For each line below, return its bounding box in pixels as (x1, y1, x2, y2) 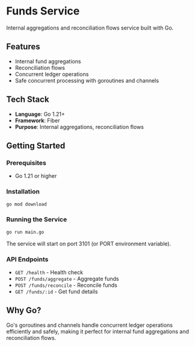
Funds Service (6, 4, 80, 18)
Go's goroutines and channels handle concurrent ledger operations (6, 321, 173, 329)
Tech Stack (6, 95, 49, 105)
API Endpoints (6, 255, 49, 263)
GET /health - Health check (14, 268, 83, 275)
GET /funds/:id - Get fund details (14, 288, 98, 295)
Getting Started (6, 140, 66, 151)
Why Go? (6, 306, 42, 316)
